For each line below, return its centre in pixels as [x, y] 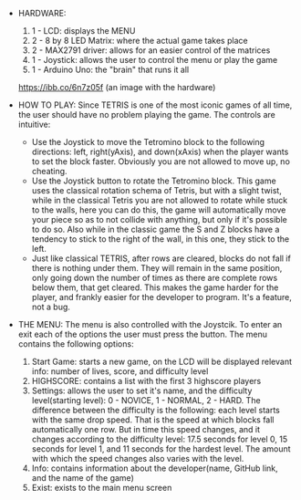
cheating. [49, 171]
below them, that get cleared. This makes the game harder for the [155, 287]
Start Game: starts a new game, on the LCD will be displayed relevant [161, 361]
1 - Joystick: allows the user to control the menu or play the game [155, 60]
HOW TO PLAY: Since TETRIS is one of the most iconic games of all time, [155, 105]
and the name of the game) [83, 478]
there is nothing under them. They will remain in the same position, [157, 268]
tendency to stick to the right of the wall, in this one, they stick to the [161, 239]
